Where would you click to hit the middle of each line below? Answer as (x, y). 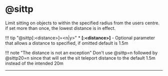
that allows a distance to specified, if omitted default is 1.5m (67, 43)
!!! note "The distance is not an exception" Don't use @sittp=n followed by (81, 53)
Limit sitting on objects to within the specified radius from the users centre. (82, 23)
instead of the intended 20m (34, 63)
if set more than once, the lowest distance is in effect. (60, 28)
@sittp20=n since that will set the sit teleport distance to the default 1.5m (80, 58)
